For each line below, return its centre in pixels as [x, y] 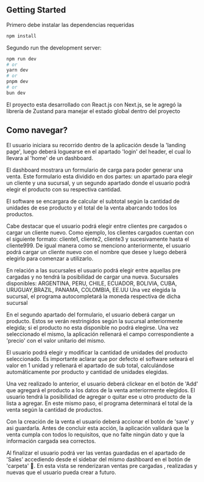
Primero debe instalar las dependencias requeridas [70, 24]
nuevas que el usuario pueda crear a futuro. [62, 472]
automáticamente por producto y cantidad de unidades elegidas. [87, 371]
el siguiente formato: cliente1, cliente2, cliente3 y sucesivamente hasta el [98, 239]
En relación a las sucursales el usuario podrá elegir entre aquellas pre [93, 270]
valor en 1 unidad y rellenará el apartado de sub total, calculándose [90, 365]
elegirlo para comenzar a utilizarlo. [50, 258]
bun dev [16, 93]
